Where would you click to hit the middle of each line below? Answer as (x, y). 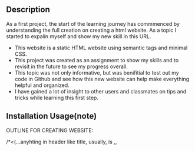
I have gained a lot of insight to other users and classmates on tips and (100, 91)
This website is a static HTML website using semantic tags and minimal (101, 48)
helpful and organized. (42, 85)
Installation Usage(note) (52, 116)
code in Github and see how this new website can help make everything (102, 79)
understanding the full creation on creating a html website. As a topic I (91, 30)
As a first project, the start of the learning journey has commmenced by (93, 24)
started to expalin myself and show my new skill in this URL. (79, 36)
